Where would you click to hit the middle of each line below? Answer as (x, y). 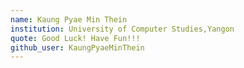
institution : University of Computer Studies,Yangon (122, 29)
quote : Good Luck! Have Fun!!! (75, 38)
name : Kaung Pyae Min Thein (69, 19)
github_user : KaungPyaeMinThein (77, 47)
